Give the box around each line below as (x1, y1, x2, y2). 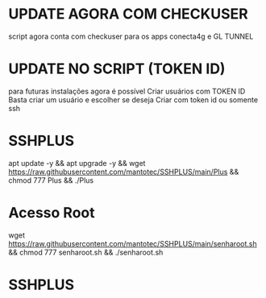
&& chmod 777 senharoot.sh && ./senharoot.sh (8, 247, 164, 257)
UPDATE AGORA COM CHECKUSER (8, 5, 248, 23)
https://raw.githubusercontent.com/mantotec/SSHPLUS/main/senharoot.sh (8, 238, 257, 248)
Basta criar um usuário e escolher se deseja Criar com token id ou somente (8, 94, 259, 105)
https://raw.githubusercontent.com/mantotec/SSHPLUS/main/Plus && (8, 167, 239, 176)
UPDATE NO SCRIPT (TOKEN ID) (8, 60, 226, 78)
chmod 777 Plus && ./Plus (8, 175, 94, 185)
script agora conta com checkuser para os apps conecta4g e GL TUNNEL (8, 31, 254, 41)
